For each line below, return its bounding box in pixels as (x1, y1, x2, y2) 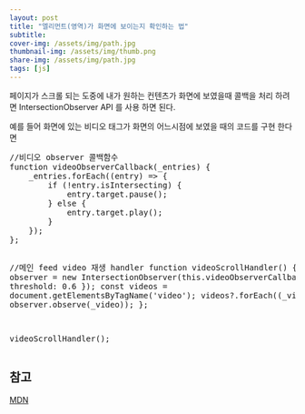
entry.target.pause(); (66, 188, 168, 199)
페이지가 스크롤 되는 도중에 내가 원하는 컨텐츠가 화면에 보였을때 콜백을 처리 (9, 90, 274, 101)
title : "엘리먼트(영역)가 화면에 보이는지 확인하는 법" (9, 22, 189, 31)
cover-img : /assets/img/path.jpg (9, 38, 136, 48)
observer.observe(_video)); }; (9, 299, 149, 309)
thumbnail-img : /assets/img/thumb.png (9, 47, 156, 56)
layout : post (9, 13, 59, 23)
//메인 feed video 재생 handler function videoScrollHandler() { (9, 262, 298, 273)
